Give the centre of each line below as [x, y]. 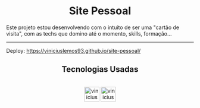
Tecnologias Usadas [100, 69]
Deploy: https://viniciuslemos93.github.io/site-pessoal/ [74, 50]
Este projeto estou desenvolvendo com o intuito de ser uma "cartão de [93, 27]
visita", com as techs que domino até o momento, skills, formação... [89, 33]
